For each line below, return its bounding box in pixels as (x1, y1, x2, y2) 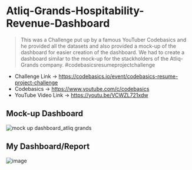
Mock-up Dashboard (6, 109, 84, 119)
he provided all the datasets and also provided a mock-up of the (20, 42, 177, 50)
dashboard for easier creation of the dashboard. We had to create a (20, 48, 185, 55)
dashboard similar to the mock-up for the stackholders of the (20, 55, 169, 62)
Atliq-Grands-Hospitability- (6, 4, 144, 18)
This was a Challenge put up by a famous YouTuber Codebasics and (20, 36, 187, 43)
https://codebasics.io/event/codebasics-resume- (58, 73, 178, 80)
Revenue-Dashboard (6, 17, 110, 30)
